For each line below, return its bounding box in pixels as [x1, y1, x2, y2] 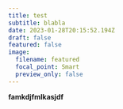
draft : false [8, 33, 52, 42]
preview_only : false [15, 70, 83, 78]
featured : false [8, 41, 62, 49]
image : [8, 48, 30, 56]
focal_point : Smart [15, 63, 80, 71]
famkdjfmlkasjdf [8, 92, 64, 101]
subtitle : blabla [8, 19, 66, 27]
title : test [8, 11, 48, 20]
